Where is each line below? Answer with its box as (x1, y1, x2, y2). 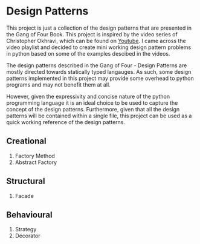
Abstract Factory (15, 159, 57, 166)
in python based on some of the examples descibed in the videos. (6, 50, 170, 57)
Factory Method (15, 152, 56, 159)
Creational (6, 136, 47, 147)
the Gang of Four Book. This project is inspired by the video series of (6, 30, 178, 38)
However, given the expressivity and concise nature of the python (6, 93, 170, 100)
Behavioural (6, 209, 53, 220)
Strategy (15, 226, 37, 233)
